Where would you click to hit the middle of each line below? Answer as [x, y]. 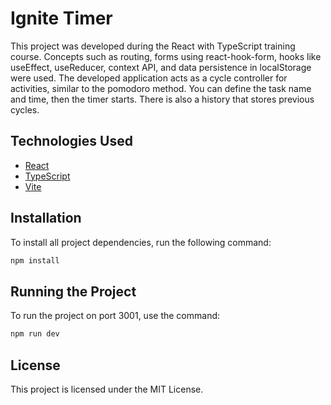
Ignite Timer [61, 18]
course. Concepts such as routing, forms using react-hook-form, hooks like [166, 56]
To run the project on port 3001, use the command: [115, 316]
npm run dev [35, 334]
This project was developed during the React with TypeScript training [153, 46]
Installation [46, 218]
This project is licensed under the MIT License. [107, 389]
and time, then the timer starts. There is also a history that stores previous [162, 99]
